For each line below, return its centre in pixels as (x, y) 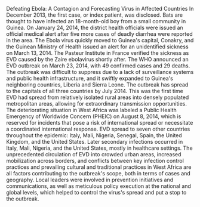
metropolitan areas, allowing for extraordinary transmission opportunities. (96, 103)
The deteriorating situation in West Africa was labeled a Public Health (92, 110)
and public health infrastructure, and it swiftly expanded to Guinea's (90, 78)
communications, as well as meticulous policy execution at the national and (99, 186)
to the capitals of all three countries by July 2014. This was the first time (95, 91)
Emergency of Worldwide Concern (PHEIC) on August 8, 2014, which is (94, 116)
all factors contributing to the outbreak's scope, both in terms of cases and (99, 173)
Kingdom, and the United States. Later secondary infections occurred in (95, 142)
